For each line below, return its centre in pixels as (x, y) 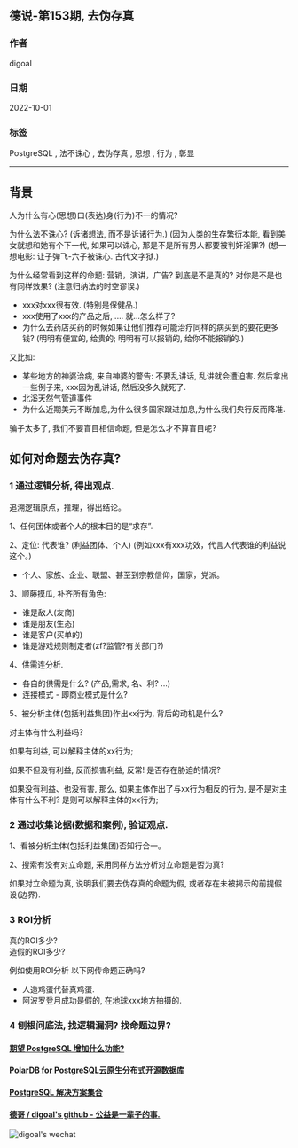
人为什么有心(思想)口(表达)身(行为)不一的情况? (94, 215)
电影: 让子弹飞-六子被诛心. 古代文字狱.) (88, 256)
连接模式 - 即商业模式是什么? (75, 694)
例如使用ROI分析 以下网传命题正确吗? (77, 971)
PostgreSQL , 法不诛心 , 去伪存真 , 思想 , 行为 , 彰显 (102, 153)
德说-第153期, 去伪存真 (72, 16)
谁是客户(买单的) (52, 634)
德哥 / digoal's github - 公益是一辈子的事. (85, 1114)
